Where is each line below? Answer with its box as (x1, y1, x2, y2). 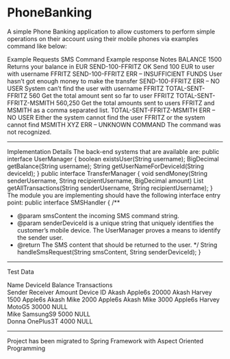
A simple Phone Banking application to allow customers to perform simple (7, 27, 216, 36)
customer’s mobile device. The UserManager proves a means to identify (16, 226, 221, 234)
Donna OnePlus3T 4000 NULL (7, 317, 93, 325)
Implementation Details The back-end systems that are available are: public (7, 147, 220, 155)
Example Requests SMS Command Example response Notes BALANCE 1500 (7, 55, 222, 63)
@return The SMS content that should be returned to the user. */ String (16, 241, 218, 249)
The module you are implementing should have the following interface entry (7, 191, 221, 199)
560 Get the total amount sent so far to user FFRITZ (29, 91, 175, 100)
